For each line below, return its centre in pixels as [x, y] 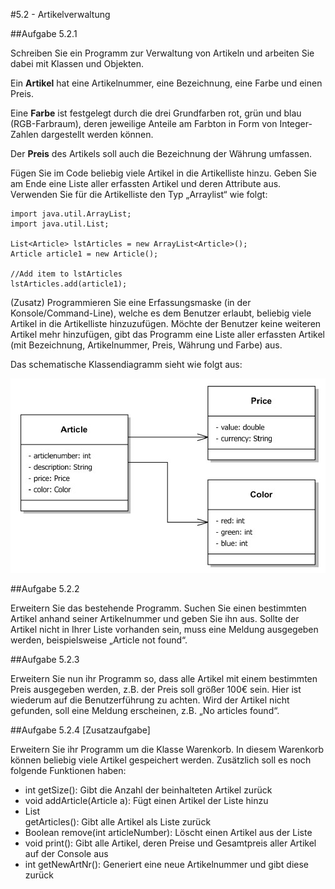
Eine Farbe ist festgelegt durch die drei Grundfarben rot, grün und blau [156, 113]
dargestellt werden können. [97, 134]
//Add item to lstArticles [66, 274]
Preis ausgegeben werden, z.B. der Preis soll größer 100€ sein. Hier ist [156, 689]
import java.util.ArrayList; [71, 214]
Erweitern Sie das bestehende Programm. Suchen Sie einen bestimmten [158, 608]
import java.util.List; [60, 224]
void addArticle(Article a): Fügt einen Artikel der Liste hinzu [146, 800]
